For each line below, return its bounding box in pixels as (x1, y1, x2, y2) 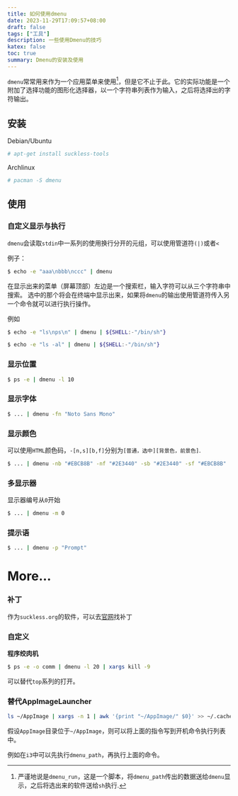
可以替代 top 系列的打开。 (7, 677, 79, 686)
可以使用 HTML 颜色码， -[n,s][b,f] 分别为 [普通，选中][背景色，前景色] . (7, 445, 201, 454)
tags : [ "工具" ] (7, 30, 50, 38)
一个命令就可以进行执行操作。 (7, 299, 94, 308)
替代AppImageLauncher (7, 696, 92, 706)
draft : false (7, 23, 46, 30)
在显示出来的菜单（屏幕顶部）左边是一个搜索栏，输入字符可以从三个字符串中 (7, 281, 231, 290)
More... (7, 568, 52, 584)
